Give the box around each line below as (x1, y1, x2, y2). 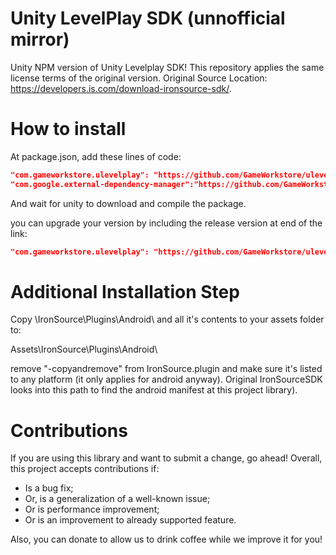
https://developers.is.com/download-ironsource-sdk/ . (10, 82, 232, 94)
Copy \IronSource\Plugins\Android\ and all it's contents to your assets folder (10, 313, 325, 326)
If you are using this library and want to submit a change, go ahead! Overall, (10, 452, 323, 464)
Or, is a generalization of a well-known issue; (24, 493, 211, 505)
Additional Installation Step (10, 280, 240, 303)
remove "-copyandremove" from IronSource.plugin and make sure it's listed (10, 363, 323, 375)
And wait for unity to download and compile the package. (10, 197, 247, 209)
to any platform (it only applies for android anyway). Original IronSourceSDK (10, 373, 323, 386)
